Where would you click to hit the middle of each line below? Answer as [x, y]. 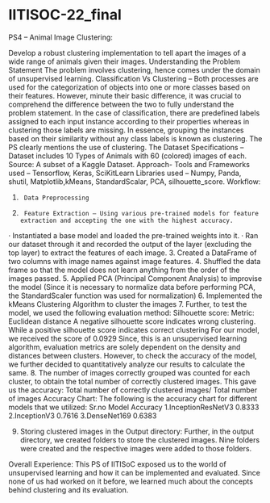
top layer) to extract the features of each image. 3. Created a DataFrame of [133, 253]
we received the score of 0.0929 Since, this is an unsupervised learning [128, 338]
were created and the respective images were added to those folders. [136, 448]
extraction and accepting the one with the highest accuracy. [127, 220]
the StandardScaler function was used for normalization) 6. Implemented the [135, 296]
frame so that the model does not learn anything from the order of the [124, 270]
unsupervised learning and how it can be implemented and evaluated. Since [134, 472]
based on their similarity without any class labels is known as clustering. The [135, 138]
